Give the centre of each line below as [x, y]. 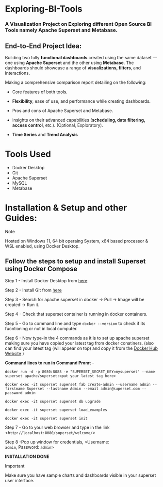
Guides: [21, 218]
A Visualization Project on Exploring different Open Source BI [78, 24]
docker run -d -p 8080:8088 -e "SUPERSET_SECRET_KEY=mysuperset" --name [80, 372]
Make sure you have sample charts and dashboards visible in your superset [81, 475]
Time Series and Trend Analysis [45, 134]
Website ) [15, 353]
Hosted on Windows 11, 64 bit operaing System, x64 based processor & [77, 241]
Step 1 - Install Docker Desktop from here [46, 280]
